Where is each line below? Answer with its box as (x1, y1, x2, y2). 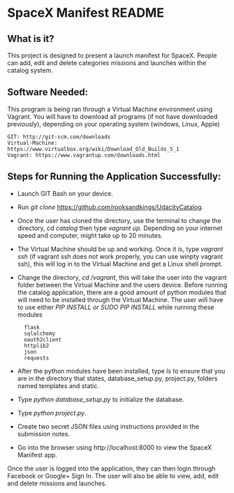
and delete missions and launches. (7, 479, 107, 487)
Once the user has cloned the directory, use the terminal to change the (17, 216, 221, 224)
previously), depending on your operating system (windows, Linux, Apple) (7, 120, 220, 128)
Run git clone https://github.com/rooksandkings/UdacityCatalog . (17, 203, 204, 211)
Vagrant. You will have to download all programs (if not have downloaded (7, 112, 218, 120)
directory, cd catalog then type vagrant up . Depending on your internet (17, 224, 223, 232)
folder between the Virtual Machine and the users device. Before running (17, 280, 228, 289)
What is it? (7, 33, 54, 45)
